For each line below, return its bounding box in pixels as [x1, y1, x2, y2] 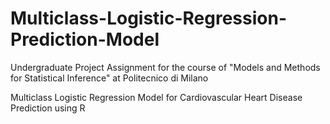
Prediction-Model [10, 28, 160, 51]
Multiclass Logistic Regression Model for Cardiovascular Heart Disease [10, 91, 303, 103]
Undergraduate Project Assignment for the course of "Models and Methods [10, 61, 321, 73]
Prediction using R [10, 102, 86, 114]
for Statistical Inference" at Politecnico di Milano [10, 72, 209, 84]
